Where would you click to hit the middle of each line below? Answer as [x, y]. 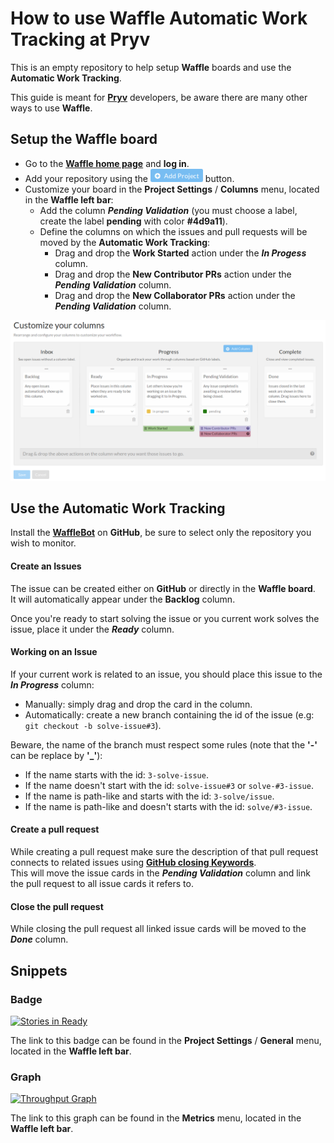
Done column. [39, 939]
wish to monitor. [43, 543]
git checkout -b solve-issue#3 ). [93, 725]
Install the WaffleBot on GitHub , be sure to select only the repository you [161, 533]
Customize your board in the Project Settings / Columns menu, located [172, 189]
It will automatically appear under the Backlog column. [123, 599]
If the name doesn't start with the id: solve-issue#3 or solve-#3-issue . [169, 785]
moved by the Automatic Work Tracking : [125, 242]
